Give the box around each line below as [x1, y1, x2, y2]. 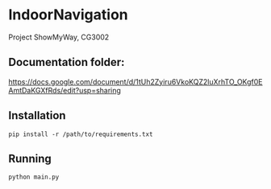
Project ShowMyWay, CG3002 [8, 32, 110, 42]
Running [8, 151, 52, 166]
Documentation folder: [8, 55, 125, 69]
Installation [8, 109, 66, 122]
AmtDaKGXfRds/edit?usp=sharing [8, 85, 121, 95]
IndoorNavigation [8, 6, 129, 24]
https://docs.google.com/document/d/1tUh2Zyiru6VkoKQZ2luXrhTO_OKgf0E [8, 76, 263, 86]
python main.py [8, 173, 60, 182]
